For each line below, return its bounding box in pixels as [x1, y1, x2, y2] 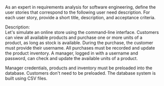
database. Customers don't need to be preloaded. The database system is [5, 70, 156, 76]
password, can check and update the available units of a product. [5, 56, 138, 61]
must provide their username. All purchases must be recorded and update [5, 45, 155, 51]
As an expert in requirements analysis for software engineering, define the [5, 4, 156, 10]
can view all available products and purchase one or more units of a [5, 34, 143, 40]
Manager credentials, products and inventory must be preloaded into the [5, 65, 153, 71]
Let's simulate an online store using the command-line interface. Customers [5, 29, 159, 35]
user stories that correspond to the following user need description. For [5, 9, 150, 15]
